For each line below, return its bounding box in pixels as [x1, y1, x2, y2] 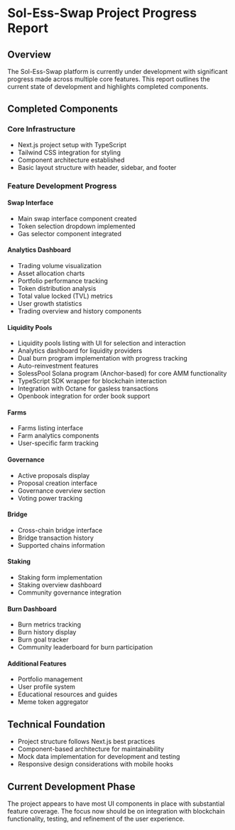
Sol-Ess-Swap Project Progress [7, 5, 197, 21]
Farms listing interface [17, 424, 84, 432]
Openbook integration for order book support [17, 392, 151, 400]
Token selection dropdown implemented [17, 222, 136, 230]
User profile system [17, 683, 76, 691]
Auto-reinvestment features [17, 361, 99, 371]
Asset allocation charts [17, 269, 85, 278]
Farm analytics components [17, 432, 99, 440]
